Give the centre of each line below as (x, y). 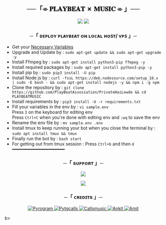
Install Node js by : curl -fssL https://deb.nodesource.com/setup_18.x (85, 78)
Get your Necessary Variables (43, 47)
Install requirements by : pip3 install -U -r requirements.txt (76, 102)
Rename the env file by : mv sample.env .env (57, 123)
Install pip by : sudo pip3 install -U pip (54, 73)
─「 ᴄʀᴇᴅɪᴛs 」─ (83, 197)
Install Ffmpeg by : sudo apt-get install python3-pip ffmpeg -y (79, 62)
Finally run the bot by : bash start (47, 139)
